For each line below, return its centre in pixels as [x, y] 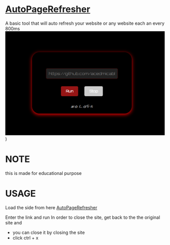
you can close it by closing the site [49, 232]
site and [14, 222]
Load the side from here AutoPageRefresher [51, 207]
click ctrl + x [26, 237]
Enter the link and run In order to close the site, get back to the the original [83, 217]
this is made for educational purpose [44, 173]
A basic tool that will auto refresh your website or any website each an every [85, 23]
